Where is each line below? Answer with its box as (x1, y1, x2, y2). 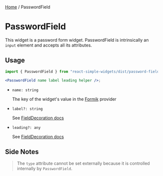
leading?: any (12, 125, 41, 130)
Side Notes (5, 147, 39, 156)
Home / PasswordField (5, 4, 50, 10)
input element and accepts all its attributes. (5, 42, 92, 48)
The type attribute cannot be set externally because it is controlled (16, 160, 150, 166)
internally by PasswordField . (16, 166, 73, 172)
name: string (12, 87, 39, 93)
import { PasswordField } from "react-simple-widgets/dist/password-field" (5, 69, 162, 74)
